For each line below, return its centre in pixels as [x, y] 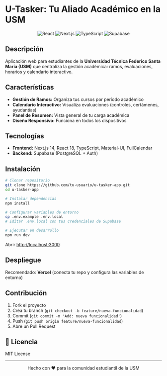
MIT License [18, 354]
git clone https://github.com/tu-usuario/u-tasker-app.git [68, 185]
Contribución [26, 293]
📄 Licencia [22, 342]
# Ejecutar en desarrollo [32, 231]
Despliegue [23, 260]
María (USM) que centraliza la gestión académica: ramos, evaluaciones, [79, 66]
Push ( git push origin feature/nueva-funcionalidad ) [68, 321]
